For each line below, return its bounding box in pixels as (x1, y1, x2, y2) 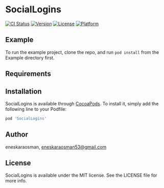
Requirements (5, 69, 51, 78)
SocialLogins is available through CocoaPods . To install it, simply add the (5, 100, 159, 106)
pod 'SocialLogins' (5, 116, 47, 121)
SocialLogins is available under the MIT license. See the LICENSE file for (5, 172, 157, 178)
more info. (5, 178, 27, 184)
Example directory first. (5, 54, 55, 61)
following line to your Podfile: (5, 106, 67, 112)
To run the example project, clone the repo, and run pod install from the (5, 49, 159, 55)
